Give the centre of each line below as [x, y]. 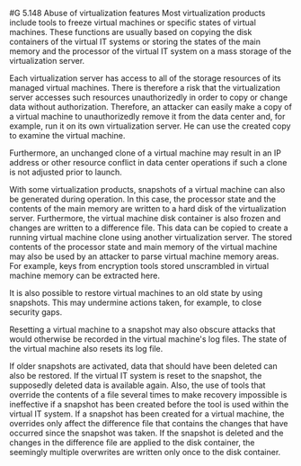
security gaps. [36, 312]
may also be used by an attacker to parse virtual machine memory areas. [144, 256]
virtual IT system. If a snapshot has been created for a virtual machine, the [147, 414]
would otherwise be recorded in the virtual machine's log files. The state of [148, 339]
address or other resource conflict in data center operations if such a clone [148, 162]
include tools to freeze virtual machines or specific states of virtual [133, 22]
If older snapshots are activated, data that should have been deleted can [143, 366]
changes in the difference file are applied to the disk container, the [132, 443]
